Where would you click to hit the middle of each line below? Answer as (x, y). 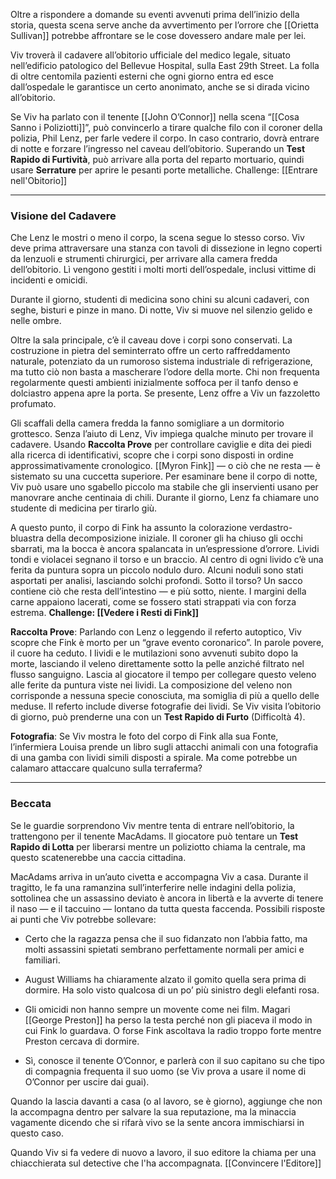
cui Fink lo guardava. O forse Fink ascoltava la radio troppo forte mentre (173, 1030)
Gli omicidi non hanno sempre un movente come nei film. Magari (157, 1009)
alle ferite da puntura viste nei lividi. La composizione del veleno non (151, 685)
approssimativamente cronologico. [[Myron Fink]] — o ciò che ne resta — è (165, 466)
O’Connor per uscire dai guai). (87, 1081)
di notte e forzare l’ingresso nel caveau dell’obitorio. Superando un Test (158, 148)
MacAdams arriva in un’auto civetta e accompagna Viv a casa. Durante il (159, 876)
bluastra (27, 538)
